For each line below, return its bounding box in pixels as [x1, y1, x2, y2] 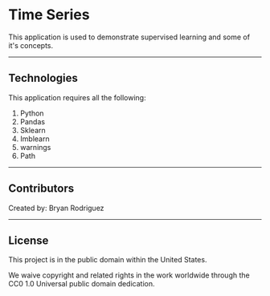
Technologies [8, 71, 79, 85]
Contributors [8, 182, 75, 196]
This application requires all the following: [8, 92, 146, 102]
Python [19, 108, 44, 118]
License [8, 233, 49, 247]
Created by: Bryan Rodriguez [8, 203, 104, 213]
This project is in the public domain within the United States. [8, 255, 207, 265]
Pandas [19, 116, 46, 126]
